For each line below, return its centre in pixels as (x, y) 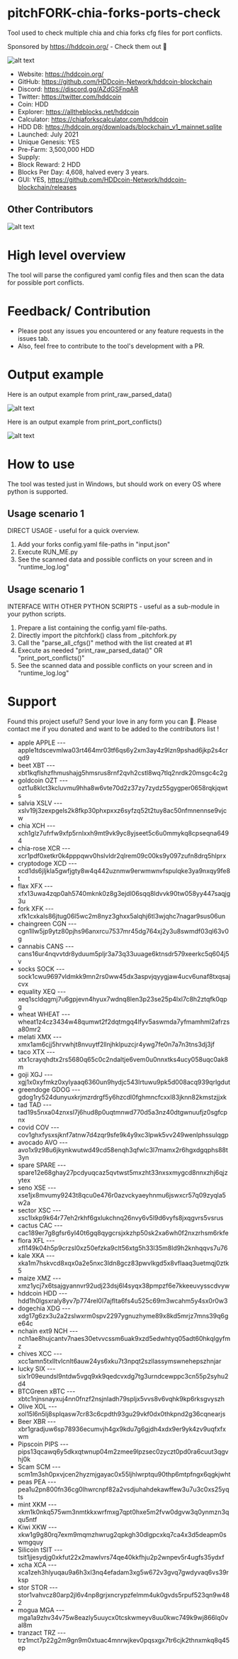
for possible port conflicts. (46, 283)
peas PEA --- (37, 1482)
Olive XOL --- (37, 1406)
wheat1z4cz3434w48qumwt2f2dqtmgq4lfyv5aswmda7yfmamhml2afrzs (124, 1022)
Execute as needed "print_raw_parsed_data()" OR (90, 650)
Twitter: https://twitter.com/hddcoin (69, 97)
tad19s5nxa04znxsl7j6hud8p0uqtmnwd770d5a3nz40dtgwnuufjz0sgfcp (123, 1112)
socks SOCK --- (41, 969)
